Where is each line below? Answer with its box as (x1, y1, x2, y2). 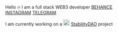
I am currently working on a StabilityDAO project (5, 21, 113, 27)
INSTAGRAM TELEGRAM (5, 10, 56, 15)
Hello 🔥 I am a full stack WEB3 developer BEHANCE (5, 4, 112, 10)
